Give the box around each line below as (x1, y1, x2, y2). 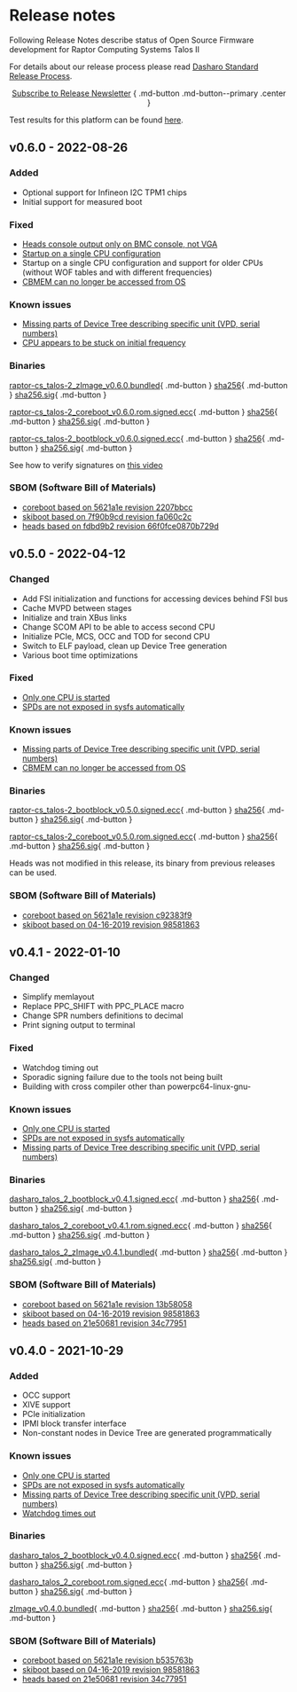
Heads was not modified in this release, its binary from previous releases (9, 858, 276, 869)
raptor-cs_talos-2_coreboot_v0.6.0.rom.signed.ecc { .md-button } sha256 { (9, 406, 278, 417)
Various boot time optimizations (21, 649, 138, 661)
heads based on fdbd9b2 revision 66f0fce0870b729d (21, 521, 219, 531)
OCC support (21, 1390, 71, 1401)
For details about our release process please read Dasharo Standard (9, 61, 259, 72)
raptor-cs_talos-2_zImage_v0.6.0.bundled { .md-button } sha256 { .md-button (9, 380, 288, 390)
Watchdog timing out (21, 1061, 99, 1073)
